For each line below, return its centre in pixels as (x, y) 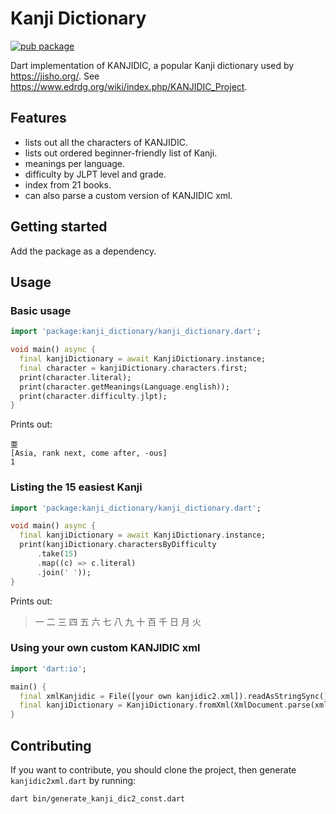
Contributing (51, 745)
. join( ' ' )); (64, 572)
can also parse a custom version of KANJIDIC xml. (128, 195)
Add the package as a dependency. (83, 251)
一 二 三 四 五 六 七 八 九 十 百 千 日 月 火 (118, 621)
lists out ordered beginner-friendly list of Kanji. (121, 153)
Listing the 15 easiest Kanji (76, 487)
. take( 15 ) (57, 554)
